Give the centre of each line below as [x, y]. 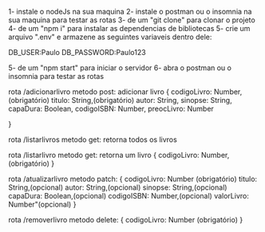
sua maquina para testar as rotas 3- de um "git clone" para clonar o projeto [132, 20]
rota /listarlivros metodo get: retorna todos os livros [93, 140]
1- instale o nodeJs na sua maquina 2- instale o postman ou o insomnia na [130, 12]
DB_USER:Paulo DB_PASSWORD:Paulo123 [77, 52]
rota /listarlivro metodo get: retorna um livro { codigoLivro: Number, [119, 155]
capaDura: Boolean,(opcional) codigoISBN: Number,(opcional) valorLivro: [129, 196]
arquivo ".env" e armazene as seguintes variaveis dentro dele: [110, 37]
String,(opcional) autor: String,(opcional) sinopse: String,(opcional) [118, 187]
